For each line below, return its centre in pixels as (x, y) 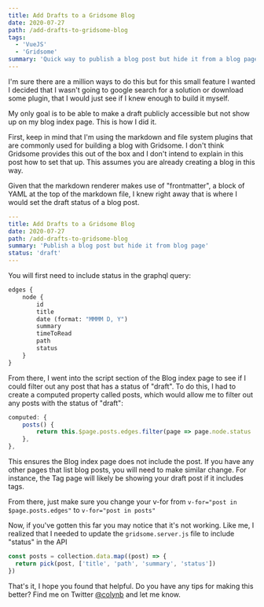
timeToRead (54, 334)
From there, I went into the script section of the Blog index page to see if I (127, 378)
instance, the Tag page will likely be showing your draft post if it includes (126, 478)
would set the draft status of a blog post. (74, 202)
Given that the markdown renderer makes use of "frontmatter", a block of (126, 185)
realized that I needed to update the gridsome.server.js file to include (121, 534)
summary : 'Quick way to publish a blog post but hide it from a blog (125, 60)
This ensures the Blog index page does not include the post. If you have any (131, 461)
